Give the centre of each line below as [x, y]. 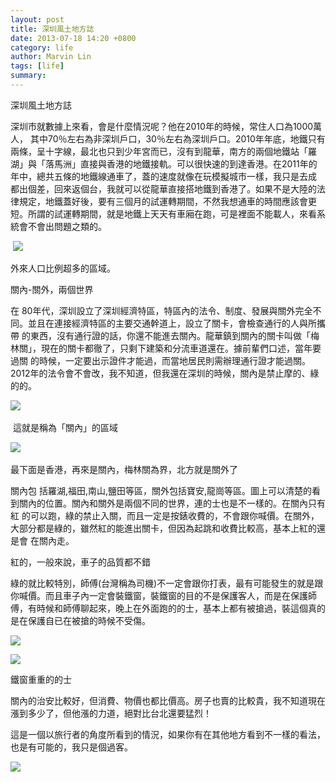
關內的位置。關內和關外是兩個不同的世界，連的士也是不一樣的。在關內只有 [172, 503]
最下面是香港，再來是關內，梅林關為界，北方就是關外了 [124, 469]
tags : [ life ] [37, 66]
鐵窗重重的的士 [41, 679]
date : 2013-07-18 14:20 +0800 [73, 38]
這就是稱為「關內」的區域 [65, 427]
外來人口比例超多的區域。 [63, 268]
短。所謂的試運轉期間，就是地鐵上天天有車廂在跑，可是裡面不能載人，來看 [163, 213]
